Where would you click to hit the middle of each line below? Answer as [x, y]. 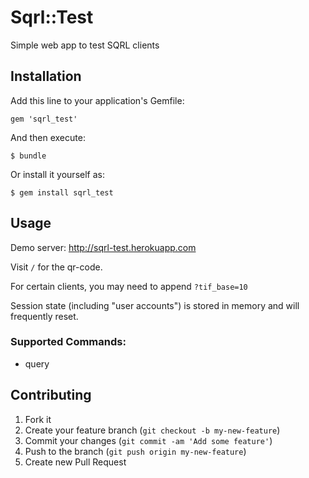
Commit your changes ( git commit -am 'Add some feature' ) [148, 440]
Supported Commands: [68, 342]
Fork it [38, 419]
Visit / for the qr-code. [56, 267]
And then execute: [48, 137]
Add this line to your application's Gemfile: [97, 100]
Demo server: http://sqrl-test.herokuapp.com [103, 247]
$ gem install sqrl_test [62, 192]
